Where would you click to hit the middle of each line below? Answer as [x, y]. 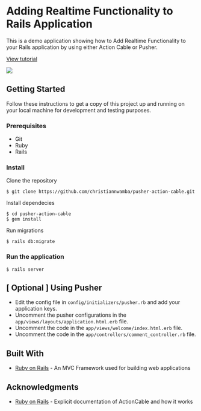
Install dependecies [31, 203]
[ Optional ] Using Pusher [54, 288]
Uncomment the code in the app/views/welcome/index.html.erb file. [99, 328]
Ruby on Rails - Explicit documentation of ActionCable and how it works [104, 402]
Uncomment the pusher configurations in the [71, 315]
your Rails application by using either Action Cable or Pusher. [82, 47]
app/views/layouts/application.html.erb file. [71, 322]
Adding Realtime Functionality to [90, 11]
